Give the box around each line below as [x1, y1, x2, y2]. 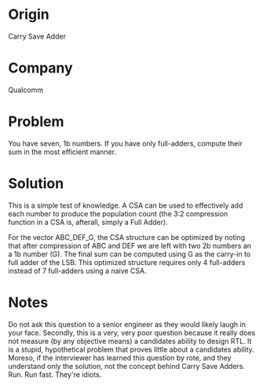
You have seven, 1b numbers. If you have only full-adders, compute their [8, 138, 243, 148]
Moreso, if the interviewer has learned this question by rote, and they [8, 352, 232, 363]
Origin [8, 6, 49, 24]
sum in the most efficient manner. [8, 147, 116, 157]
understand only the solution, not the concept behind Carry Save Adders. [8, 361, 246, 370]
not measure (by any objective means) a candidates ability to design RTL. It [8, 336, 252, 345]
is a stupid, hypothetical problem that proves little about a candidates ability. [8, 345, 255, 354]
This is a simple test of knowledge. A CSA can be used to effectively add [8, 201, 243, 210]
